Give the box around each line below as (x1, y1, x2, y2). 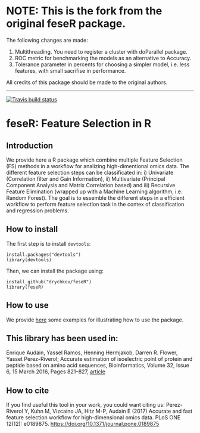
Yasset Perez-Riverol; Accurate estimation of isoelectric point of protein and (6, 355, 193, 363)
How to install (6, 224, 58, 234)
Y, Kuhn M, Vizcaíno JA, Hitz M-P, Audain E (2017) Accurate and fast (24, 407, 193, 415)
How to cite (6, 385, 49, 395)
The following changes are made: (6, 36, 88, 44)
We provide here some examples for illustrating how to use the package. (6, 316, 184, 323)
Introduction (6, 140, 54, 150)
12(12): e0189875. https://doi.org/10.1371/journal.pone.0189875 (6, 420, 160, 428)
